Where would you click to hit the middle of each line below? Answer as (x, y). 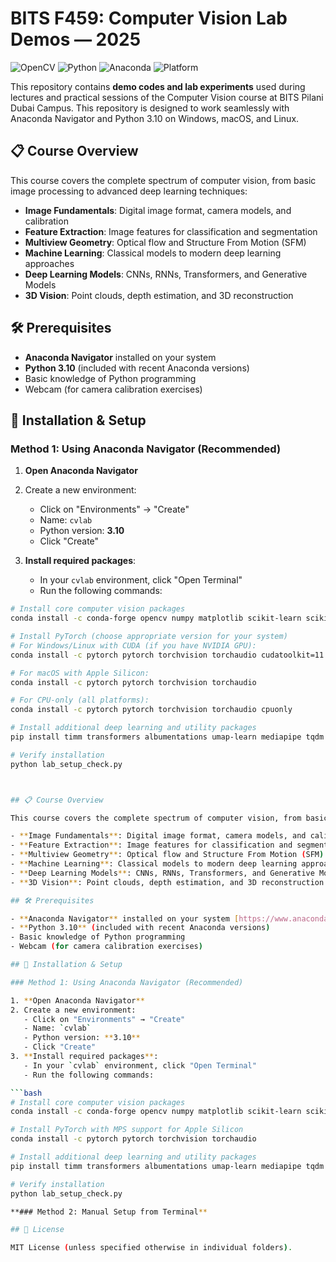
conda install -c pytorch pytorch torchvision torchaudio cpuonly (151, 710)
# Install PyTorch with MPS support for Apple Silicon (127, 1130)
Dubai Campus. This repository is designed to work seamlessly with (150, 108)
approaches (49, 263)
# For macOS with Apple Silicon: (80, 673)
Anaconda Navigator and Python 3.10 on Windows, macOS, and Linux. (155, 118)
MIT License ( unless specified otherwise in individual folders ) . (151, 1248)
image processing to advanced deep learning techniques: (129, 191)
